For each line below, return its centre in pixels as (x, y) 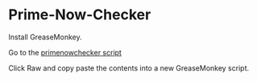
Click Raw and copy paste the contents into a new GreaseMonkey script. (129, 68)
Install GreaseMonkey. (45, 37)
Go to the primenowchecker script (65, 52)
